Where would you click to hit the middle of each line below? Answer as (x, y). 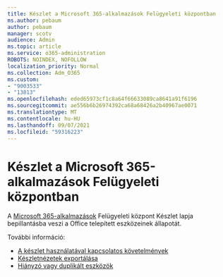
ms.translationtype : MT (42, 112)
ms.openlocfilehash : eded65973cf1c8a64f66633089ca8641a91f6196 (102, 99)
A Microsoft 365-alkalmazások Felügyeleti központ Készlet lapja (101, 216)
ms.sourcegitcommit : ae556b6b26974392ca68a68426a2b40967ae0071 (102, 106)
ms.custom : (23, 79)
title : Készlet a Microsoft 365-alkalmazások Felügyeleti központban (112, 14)
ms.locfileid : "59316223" (45, 132)
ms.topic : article (34, 47)
